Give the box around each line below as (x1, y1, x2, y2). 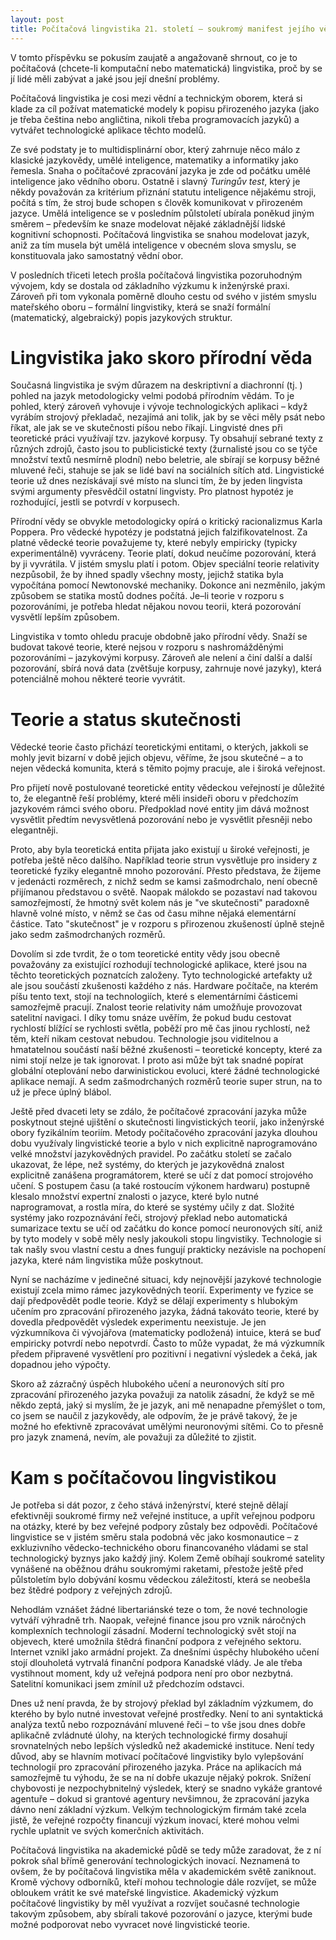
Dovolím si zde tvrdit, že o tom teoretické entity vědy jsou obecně (10, 948, 281, 960)
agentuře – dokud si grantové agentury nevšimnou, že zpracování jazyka (10, 1793, 310, 1805)
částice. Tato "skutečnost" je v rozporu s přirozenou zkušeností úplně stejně (10, 918, 325, 930)
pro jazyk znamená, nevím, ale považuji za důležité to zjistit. (10, 1431, 257, 1443)
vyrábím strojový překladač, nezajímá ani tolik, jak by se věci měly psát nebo (10, 411, 326, 423)
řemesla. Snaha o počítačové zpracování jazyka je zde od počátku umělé (10, 164, 311, 176)
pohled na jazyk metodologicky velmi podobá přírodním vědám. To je (10, 390, 295, 402)
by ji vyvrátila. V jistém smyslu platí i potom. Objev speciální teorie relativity (10, 558, 320, 570)
